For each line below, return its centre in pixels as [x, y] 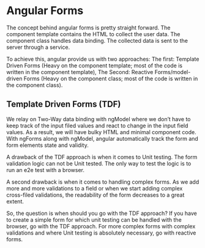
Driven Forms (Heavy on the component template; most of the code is [94, 66]
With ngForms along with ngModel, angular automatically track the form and [102, 138]
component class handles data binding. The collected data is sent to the [97, 40]
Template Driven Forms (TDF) [64, 104]
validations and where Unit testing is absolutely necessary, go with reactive [101, 233]
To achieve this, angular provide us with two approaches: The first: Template [103, 59]
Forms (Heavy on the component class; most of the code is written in [111, 78]
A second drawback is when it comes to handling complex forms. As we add [103, 182]
